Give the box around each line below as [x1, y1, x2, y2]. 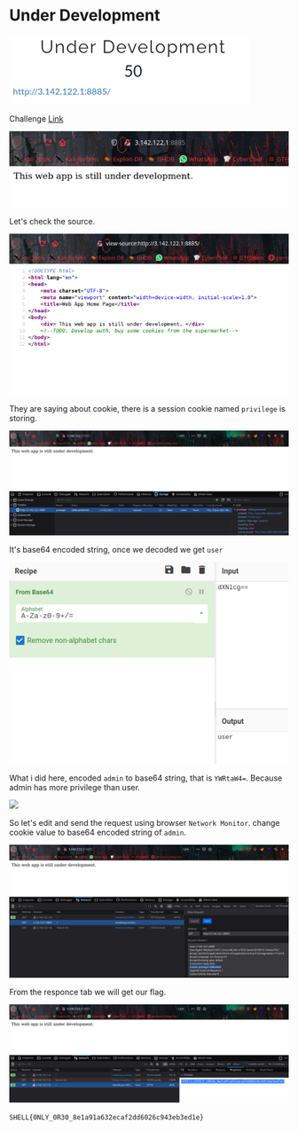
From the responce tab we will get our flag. [9, 986, 167, 998]
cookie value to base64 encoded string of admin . [9, 827, 186, 838]
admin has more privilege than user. [9, 782, 140, 793]
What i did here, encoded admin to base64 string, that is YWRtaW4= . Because [9, 773, 283, 783]
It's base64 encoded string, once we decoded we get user [9, 545, 223, 555]
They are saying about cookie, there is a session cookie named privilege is [9, 403, 286, 413]
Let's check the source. [9, 216, 96, 226]
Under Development [9, 5, 161, 26]
